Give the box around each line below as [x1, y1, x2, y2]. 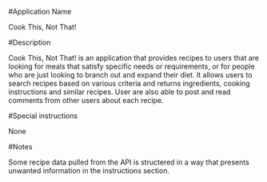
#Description [8, 38, 51, 47]
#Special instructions [8, 111, 78, 121]
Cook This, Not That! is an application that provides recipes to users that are [8, 53, 260, 62]
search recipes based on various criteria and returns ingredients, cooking [8, 79, 250, 88]
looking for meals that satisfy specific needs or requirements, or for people [8, 61, 255, 71]
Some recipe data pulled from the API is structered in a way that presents [8, 157, 249, 167]
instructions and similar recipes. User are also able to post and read [8, 87, 231, 97]
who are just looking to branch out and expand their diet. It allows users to [8, 70, 253, 79]
